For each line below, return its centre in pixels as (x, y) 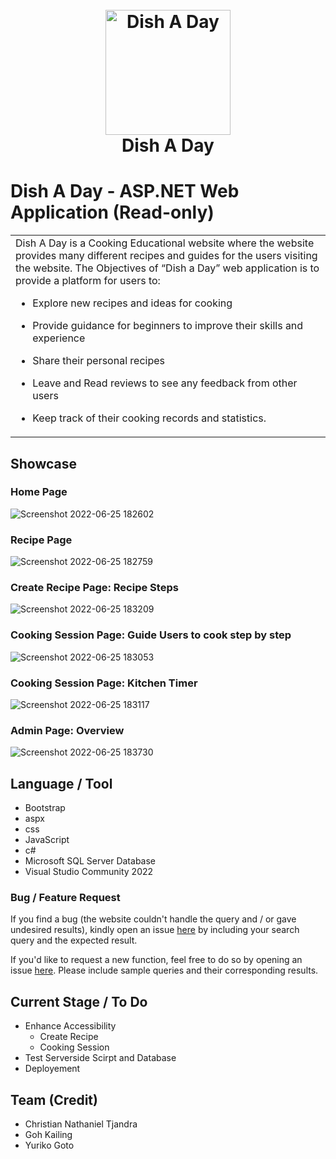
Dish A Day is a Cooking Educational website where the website (165, 243)
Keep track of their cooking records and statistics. (149, 418)
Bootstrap (45, 808)
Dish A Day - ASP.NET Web (125, 191)
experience (59, 338)
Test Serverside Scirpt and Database (100, 1058)
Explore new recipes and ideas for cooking (132, 303)
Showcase (44, 463)
